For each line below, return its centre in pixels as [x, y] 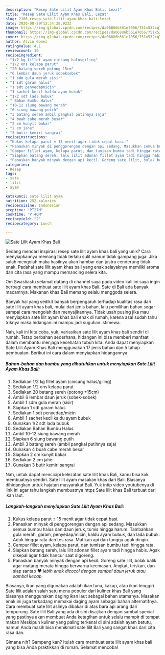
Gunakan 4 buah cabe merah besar [48, 449]
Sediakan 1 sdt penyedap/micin [44, 413]
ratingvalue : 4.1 [23, 46]
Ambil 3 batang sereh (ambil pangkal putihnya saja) [64, 444]
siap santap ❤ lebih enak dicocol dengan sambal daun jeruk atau [79, 571]
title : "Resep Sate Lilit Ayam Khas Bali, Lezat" [57, 14]
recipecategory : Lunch [29, 224]
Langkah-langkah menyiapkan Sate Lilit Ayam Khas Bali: [65, 506]
